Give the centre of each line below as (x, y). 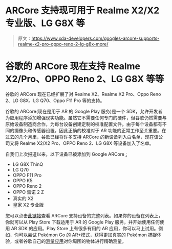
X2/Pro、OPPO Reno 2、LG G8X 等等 (85, 79)
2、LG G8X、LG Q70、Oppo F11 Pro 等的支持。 (55, 101)
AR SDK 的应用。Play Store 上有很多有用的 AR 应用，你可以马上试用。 (85, 228)
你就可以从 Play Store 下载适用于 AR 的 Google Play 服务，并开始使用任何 (83, 222)
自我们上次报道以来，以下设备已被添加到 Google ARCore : (66, 154)
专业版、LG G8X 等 (45, 23)
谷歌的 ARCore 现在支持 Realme (73, 66)
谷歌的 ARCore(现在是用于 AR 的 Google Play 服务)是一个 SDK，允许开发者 (84, 111)
